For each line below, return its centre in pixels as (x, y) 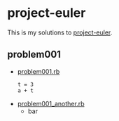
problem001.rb (38, 71)
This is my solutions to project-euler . (60, 32)
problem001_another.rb (51, 103)
